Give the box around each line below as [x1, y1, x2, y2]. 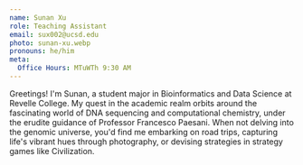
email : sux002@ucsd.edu [9, 30, 99, 39]
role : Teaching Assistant [9, 22, 107, 31]
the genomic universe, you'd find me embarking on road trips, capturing [9, 126, 279, 137]
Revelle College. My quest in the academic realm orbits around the [9, 97, 258, 108]
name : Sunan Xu [9, 13, 67, 23]
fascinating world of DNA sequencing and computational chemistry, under [9, 107, 287, 118]
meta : [9, 55, 30, 64]
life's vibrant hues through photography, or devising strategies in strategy [9, 136, 283, 147]
